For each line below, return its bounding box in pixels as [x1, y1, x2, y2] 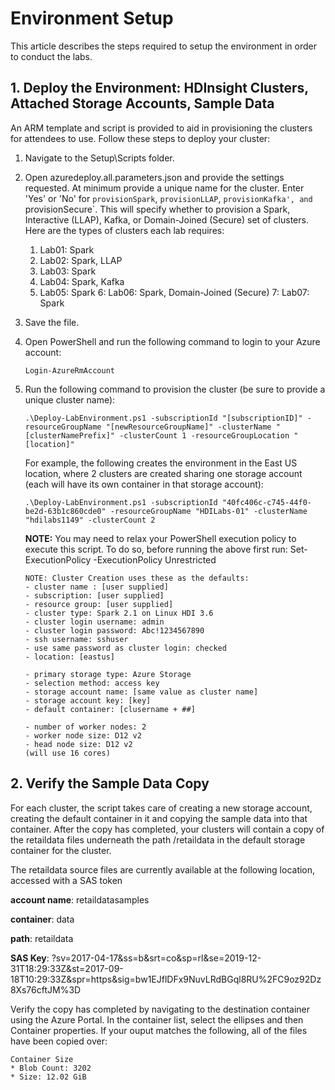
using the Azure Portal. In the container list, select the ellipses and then [10, 1013, 304, 1026]
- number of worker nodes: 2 [24, 722, 147, 732]
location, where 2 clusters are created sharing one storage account [24, 467, 303, 479]
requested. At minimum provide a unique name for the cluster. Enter [24, 182, 305, 194]
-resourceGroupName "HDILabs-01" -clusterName [109, 506, 308, 516]
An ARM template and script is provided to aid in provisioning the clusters [10, 122, 313, 134]
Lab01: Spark [39, 243, 95, 256]
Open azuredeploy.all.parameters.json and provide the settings [24, 171, 285, 183]
